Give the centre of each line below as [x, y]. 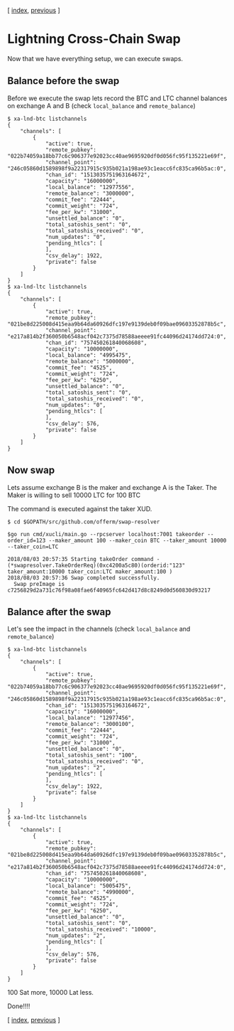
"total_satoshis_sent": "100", [91, 755]
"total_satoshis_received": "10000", [101, 930]
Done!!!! [19, 1006]
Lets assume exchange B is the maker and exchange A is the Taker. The [112, 487]
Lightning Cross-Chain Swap [94, 39]
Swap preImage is [39, 584]
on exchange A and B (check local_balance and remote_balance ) [102, 105]
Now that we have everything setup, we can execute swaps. [95, 58]
